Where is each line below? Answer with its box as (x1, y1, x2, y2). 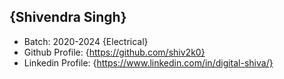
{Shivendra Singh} (9, 9, 127, 26)
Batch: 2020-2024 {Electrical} (23, 35, 149, 47)
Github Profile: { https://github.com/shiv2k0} (23, 46, 206, 58)
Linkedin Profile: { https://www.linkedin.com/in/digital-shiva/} (23, 56, 274, 69)
